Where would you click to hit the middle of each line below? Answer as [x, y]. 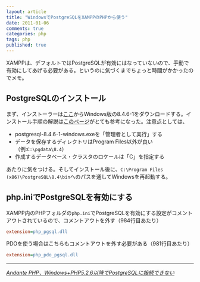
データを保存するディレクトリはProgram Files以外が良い [84, 142]
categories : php [26, 34]
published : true [26, 45]
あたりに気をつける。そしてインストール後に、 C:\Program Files [85, 169]
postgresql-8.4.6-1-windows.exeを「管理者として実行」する [88, 134]
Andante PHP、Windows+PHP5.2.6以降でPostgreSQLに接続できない [90, 273]
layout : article [26, 12]
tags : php [18, 39]
